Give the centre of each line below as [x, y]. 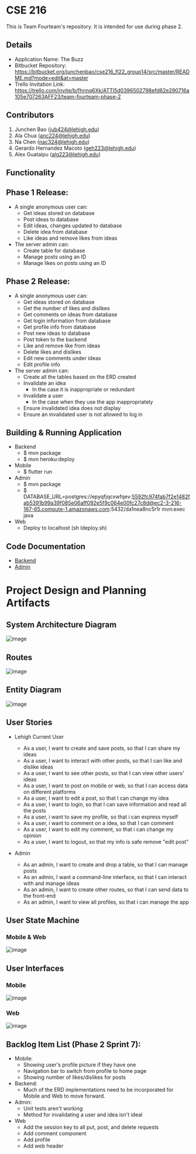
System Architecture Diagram [61, 624]
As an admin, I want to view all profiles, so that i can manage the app [106, 902]
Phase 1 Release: [37, 192]
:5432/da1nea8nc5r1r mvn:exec [147, 509]
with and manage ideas [51, 883]
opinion [32, 836]
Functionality [31, 172]
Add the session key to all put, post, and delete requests [91, 1127]
